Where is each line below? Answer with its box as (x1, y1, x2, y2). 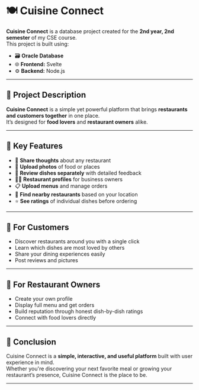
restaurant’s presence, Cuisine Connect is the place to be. (6, 372, 148, 378)
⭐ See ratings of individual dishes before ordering (14, 197, 137, 204)
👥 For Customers (6, 222, 69, 232)
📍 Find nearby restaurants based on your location (14, 191, 138, 198)
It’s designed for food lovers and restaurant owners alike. (6, 118, 148, 125)
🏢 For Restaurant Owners (6, 279, 101, 289)
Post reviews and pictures (14, 257, 78, 264)
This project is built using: (6, 40, 69, 47)
